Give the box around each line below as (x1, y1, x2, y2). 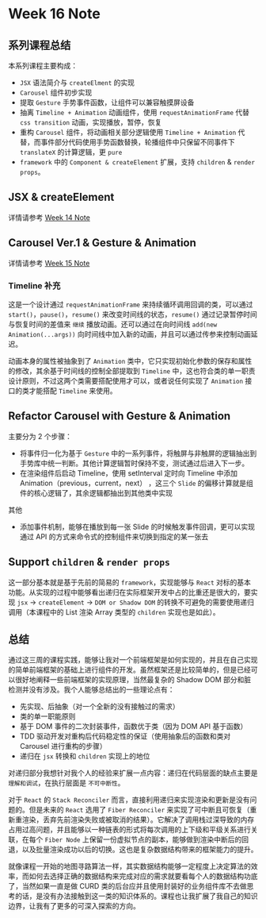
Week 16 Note (8, 5, 101, 23)
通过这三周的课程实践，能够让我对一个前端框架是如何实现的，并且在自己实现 (8, 655, 258, 665)
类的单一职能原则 (19, 712, 76, 721)
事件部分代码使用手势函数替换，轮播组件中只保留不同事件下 (40, 137, 235, 147)
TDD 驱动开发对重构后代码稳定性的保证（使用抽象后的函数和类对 (19, 731, 231, 741)
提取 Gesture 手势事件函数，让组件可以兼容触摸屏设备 (19, 98, 195, 107)
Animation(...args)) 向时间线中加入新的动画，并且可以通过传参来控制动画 (8, 329, 251, 338)
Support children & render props (8, 555, 170, 569)
